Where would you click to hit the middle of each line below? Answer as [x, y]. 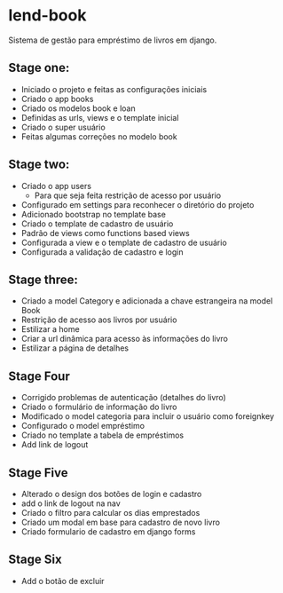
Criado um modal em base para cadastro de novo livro [121, 522]
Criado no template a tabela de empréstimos [102, 435]
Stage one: [39, 68]
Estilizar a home [51, 329]
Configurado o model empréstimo [83, 426]
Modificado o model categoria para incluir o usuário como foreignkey [148, 416]
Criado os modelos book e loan [78, 108]
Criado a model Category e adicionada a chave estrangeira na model [147, 301]
